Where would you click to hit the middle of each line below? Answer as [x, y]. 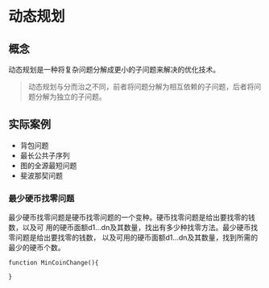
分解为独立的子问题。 [70, 97]
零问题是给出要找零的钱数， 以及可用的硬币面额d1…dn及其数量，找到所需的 [133, 237]
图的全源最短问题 [48, 165]
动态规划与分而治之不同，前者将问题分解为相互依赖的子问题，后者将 [141, 86]
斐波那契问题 [41, 175]
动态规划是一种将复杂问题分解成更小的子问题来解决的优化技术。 [114, 70]
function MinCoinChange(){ [54, 263]
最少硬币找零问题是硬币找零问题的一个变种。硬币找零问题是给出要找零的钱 [132, 217]
